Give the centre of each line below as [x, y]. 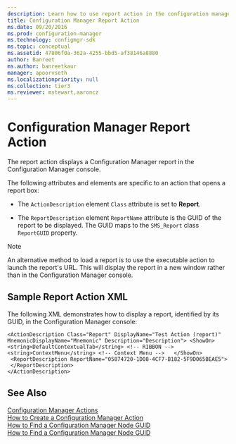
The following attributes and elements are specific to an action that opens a [117, 183]
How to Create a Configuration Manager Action [76, 417]
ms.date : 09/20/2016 [38, 27]
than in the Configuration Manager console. [70, 275]
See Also [27, 393]
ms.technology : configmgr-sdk [52, 40]
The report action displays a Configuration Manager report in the [101, 162]
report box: [24, 190]
